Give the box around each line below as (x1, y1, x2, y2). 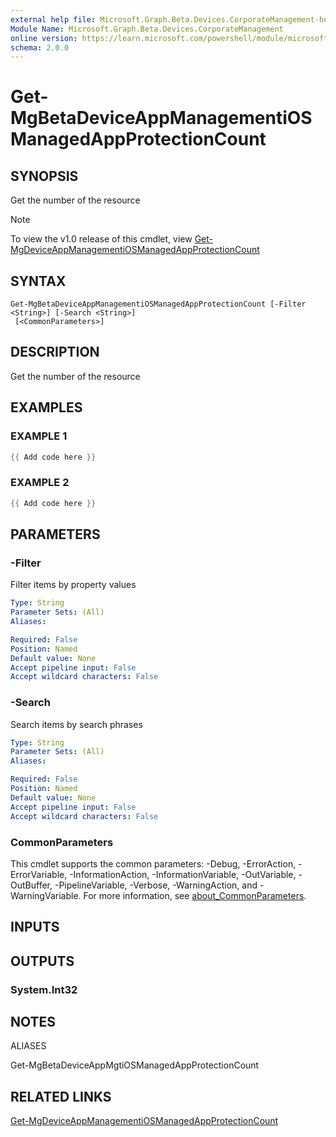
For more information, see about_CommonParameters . (83, 889, 307, 901)
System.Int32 (10, 982, 78, 996)
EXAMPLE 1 (10, 429, 68, 443)
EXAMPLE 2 (10, 476, 70, 490)
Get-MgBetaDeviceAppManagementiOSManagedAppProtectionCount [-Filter (10, 299, 307, 310)
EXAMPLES (10, 399, 83, 416)
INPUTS (10, 919, 60, 936)
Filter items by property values (10, 579, 137, 591)
